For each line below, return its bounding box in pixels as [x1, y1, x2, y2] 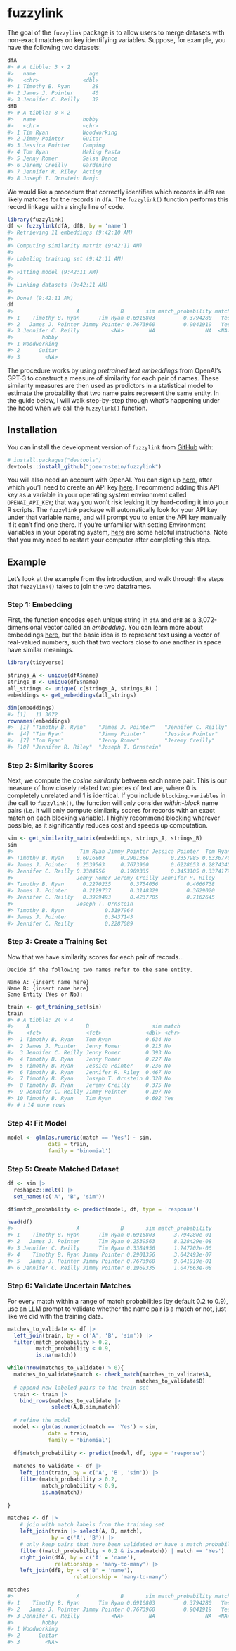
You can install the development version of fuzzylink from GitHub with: [7, 442, 214, 451]
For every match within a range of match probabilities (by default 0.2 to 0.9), [7, 1297, 228, 1305]
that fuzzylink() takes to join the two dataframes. [7, 582, 152, 591]
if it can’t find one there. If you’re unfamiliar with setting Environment [7, 521, 206, 529]
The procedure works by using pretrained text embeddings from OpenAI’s [7, 366, 221, 375]
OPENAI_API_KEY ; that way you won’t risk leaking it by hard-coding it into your [7, 498, 229, 506]
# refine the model [13, 1417, 71, 1424]
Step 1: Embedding [7, 600, 72, 610]
